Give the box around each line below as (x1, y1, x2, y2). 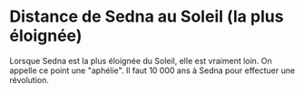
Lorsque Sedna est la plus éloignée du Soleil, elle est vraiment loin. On (9, 55, 272, 66)
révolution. (9, 74, 50, 85)
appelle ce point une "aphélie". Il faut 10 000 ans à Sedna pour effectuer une (9, 65, 296, 76)
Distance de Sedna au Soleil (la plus (9, 6, 284, 27)
